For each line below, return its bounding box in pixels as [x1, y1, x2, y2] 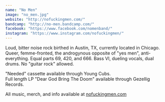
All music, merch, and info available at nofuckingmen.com [5, 91, 127, 97]
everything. [5, 56, 30, 61]
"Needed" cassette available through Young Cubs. [5, 71, 111, 76]
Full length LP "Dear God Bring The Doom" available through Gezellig [5, 76, 150, 82]
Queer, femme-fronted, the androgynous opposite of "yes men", [5, 50, 140, 56]
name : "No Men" [5, 7, 38, 13]
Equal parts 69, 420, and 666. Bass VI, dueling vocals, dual [30, 56, 154, 61]
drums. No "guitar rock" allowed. [5, 61, 74, 67]
